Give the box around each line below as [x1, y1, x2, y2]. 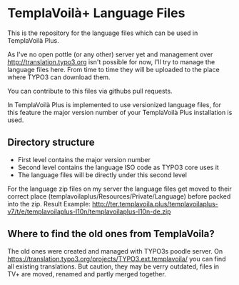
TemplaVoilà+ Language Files [7, 5, 185, 21]
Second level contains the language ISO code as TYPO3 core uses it [17, 163, 219, 171]
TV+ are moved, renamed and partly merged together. [7, 269, 166, 278]
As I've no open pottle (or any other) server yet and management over [7, 50, 213, 59]
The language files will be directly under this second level [17, 170, 188, 179]
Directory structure [7, 136, 95, 149]
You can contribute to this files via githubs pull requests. [7, 86, 173, 95]
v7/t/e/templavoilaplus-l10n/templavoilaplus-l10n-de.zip [7, 207, 171, 216]
